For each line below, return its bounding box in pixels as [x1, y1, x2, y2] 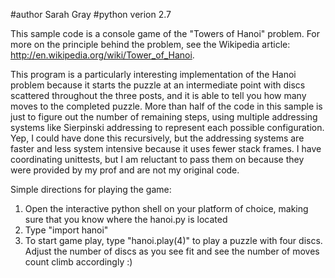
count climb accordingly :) [24, 256, 133, 268]
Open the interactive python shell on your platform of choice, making [24, 203, 309, 214]
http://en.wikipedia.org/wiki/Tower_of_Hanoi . [10, 49, 195, 61]
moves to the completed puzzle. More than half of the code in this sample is [10, 100, 323, 112]
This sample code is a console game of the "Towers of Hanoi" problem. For [10, 28, 321, 39]
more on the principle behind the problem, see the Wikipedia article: [10, 39, 291, 50]
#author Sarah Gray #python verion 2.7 [10, 9, 172, 20]
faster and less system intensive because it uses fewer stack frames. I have [10, 143, 322, 154]
